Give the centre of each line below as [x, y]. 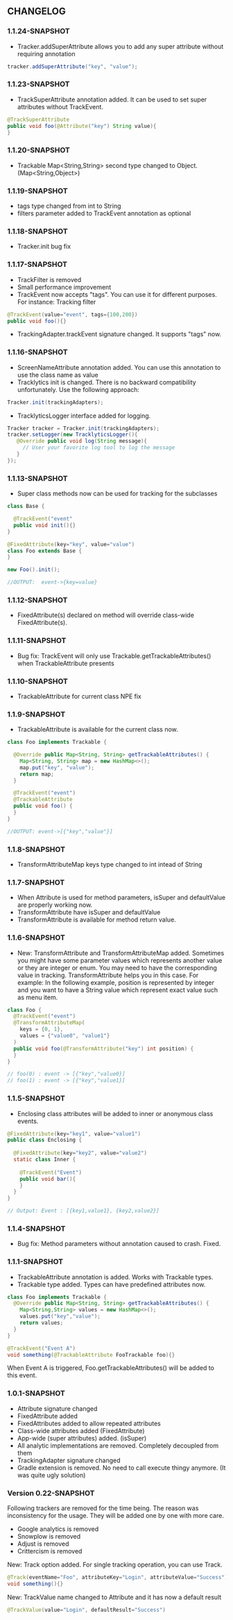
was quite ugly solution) [51, 1475]
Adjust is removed [43, 1544]
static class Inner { [45, 1160]
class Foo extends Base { [44, 551]
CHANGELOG [36, 11]
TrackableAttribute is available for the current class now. [97, 730]
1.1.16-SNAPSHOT [37, 352]
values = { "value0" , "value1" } [65, 1036]
